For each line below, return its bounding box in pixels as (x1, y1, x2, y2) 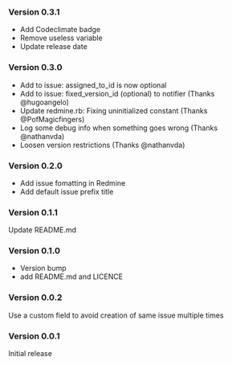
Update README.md (8, 225, 77, 235)
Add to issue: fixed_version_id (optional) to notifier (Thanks (19, 88, 215, 98)
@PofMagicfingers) (19, 114, 85, 124)
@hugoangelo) (19, 97, 70, 107)
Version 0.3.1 (8, 6, 60, 18)
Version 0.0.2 (8, 292, 63, 303)
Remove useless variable (19, 33, 103, 43)
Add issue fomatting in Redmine (19, 178, 126, 187)
